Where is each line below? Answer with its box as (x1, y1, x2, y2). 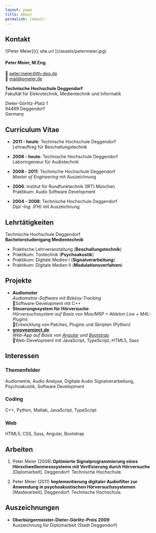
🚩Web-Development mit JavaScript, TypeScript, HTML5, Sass (12, 337, 139, 343)
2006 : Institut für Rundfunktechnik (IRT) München (12, 184, 115, 190)
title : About (5, 12, 32, 17)
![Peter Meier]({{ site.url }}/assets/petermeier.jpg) (5, 48, 107, 54)
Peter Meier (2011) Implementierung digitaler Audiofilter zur (12, 478, 138, 484)
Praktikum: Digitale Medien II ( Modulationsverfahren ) (12, 262, 123, 268)
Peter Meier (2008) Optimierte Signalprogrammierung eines (12, 458, 138, 464)
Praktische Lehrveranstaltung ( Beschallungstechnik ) (12, 246, 122, 252)
